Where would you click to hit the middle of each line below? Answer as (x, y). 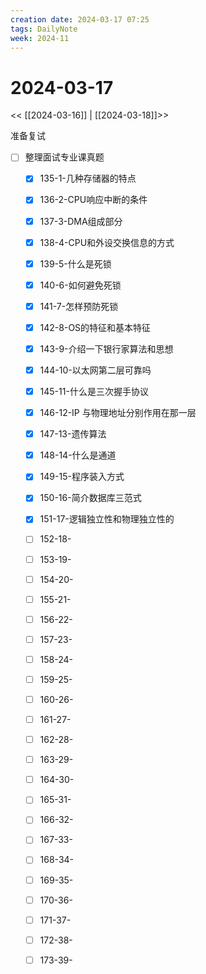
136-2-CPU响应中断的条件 (93, 200)
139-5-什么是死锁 (75, 263)
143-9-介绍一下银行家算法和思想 (106, 348)
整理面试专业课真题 (64, 157)
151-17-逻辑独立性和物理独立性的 (107, 519)
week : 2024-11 (40, 38)
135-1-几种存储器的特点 (88, 178)
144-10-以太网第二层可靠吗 (95, 370)
